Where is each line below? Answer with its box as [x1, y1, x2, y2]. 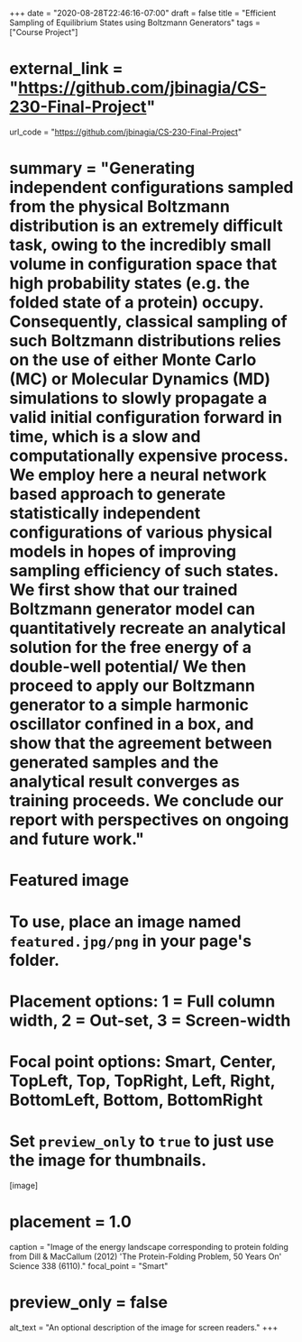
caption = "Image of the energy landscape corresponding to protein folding [9, 1241, 288, 1252]
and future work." [9, 829, 144, 850]
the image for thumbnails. [9, 1150, 207, 1171]
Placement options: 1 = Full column [9, 991, 276, 1011]
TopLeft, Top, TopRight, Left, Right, [9, 1071, 276, 1090]
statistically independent [9, 503, 201, 524]
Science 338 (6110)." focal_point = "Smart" [9, 1260, 169, 1271]
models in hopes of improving [9, 541, 237, 562]
